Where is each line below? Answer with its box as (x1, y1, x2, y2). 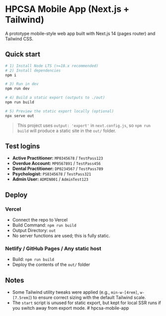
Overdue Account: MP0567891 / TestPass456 (12, 160, 101, 166)
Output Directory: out (12, 228, 56, 234)
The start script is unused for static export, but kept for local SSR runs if (12, 300, 161, 306)
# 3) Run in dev (5, 81, 39, 86)
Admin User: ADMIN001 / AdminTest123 (12, 176, 89, 182)
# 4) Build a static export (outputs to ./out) (5, 95, 106, 100)
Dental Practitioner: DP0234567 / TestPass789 (12, 165, 104, 172)
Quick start (5, 50, 41, 59)
